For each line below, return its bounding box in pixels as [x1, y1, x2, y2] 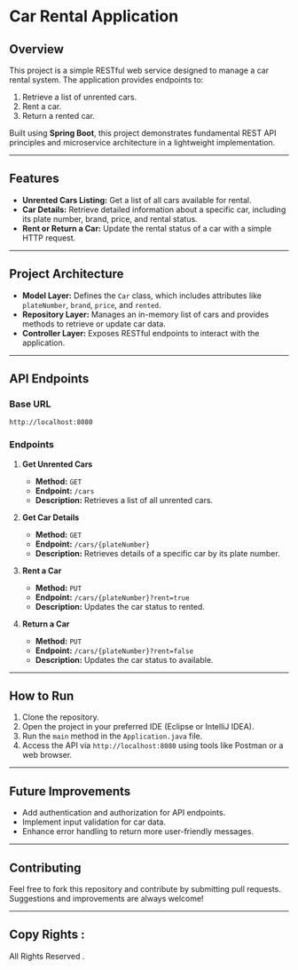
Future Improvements [9, 784, 131, 799]
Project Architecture [9, 266, 124, 281]
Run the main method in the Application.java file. [21, 730, 203, 742]
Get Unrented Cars [21, 459, 93, 469]
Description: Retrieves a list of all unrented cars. [35, 494, 214, 505]
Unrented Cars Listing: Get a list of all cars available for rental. [21, 194, 252, 205]
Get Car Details [21, 512, 80, 523]
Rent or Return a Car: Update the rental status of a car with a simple [21, 223, 272, 233]
